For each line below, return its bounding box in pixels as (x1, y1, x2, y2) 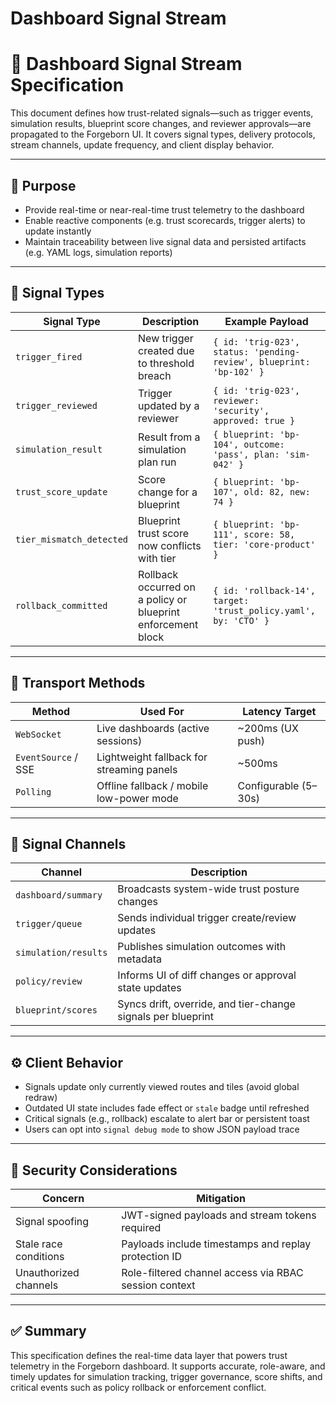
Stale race (15, 1237, 63, 1251)
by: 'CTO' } (213, 615, 270, 626)
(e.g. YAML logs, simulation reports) (24, 246, 173, 258)
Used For (139, 704, 185, 718)
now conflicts (138, 538, 202, 552)
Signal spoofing (15, 1215, 90, 1228)
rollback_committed (15, 600, 108, 611)
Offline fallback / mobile (96, 778, 209, 792)
